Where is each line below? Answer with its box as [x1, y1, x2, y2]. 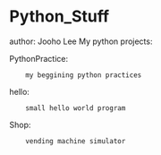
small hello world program [25, 103, 126, 113]
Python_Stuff [9, 6, 110, 27]
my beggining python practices [25, 70, 142, 80]
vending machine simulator [25, 136, 126, 145]
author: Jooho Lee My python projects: [9, 36, 153, 47]
